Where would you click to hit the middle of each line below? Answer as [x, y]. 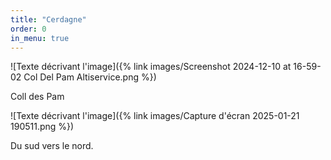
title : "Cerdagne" [48, 19]
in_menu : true [40, 38]
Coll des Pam [37, 97]
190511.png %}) [42, 127]
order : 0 [28, 29]
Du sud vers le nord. [52, 146]
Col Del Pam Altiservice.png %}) [90, 77]
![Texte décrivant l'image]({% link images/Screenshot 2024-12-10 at [151, 67]
